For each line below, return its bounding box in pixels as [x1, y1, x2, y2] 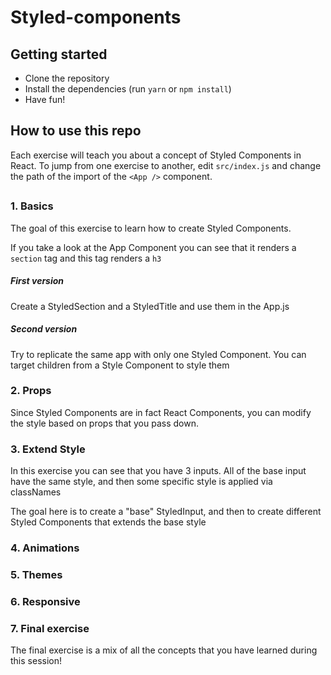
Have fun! [24, 94, 66, 105]
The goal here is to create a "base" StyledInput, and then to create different [10, 506, 322, 518]
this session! [10, 655, 62, 667]
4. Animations [10, 541, 80, 555]
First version [10, 275, 65, 287]
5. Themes [10, 567, 63, 581]
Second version [10, 323, 78, 335]
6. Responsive [10, 594, 81, 608]
